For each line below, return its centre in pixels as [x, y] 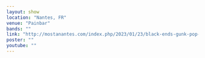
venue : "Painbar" [28, 23]
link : [13, 34]
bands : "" [19, 29]
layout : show [23, 12]
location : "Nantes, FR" [37, 18]
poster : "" [20, 40]
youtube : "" [21, 46]
